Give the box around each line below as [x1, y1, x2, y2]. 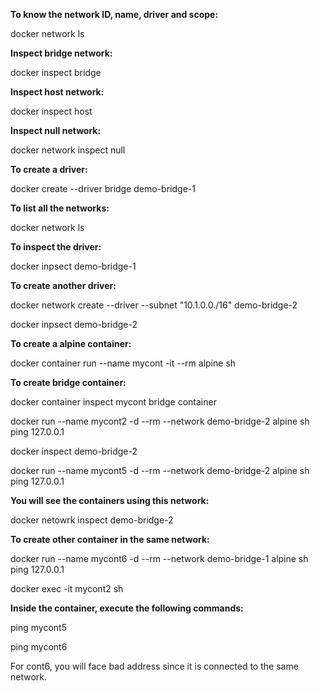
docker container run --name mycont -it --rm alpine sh [10, 357, 237, 369]
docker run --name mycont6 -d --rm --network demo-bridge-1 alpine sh [10, 553, 309, 564]
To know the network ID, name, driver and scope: [10, 9, 219, 20]
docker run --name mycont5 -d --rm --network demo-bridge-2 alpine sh [10, 465, 310, 476]
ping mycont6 [10, 641, 68, 653]
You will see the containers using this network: [10, 495, 210, 506]
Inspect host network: [10, 86, 105, 98]
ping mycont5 [10, 622, 67, 633]
